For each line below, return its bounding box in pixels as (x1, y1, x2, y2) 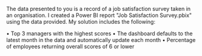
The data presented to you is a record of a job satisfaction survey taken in (6, 5, 191, 12)
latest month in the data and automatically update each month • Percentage (6, 37, 196, 43)
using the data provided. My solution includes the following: (6, 18, 156, 25)
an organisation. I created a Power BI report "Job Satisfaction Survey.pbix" (6, 12, 192, 19)
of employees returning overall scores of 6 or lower (6, 43, 135, 50)
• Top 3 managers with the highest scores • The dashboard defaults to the (6, 30, 193, 37)
